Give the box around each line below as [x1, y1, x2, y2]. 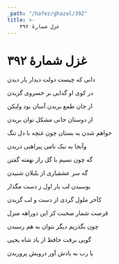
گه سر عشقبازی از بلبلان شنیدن [7, 169, 88, 177]
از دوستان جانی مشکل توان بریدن [7, 115, 94, 124]
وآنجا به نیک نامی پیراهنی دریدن [7, 142, 87, 150]
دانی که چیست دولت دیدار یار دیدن [7, 75, 96, 83]
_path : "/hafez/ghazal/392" [7, 10, 88, 17]
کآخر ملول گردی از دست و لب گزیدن [7, 196, 102, 204]
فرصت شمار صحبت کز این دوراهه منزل [7, 209, 109, 217]
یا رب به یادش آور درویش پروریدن [7, 249, 94, 257]
